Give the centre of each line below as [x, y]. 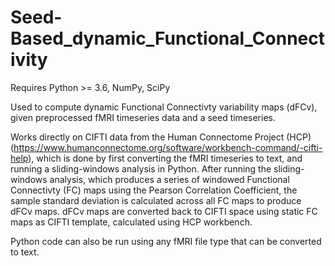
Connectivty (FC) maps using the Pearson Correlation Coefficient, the [154, 190]
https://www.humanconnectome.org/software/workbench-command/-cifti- [168, 147]
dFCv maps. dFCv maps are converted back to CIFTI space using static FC [164, 211]
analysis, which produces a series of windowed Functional [169, 179]
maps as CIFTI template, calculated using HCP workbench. [131, 222]
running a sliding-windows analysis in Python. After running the [141, 168]
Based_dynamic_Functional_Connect [168, 38]
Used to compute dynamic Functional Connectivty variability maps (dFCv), [164, 107]
